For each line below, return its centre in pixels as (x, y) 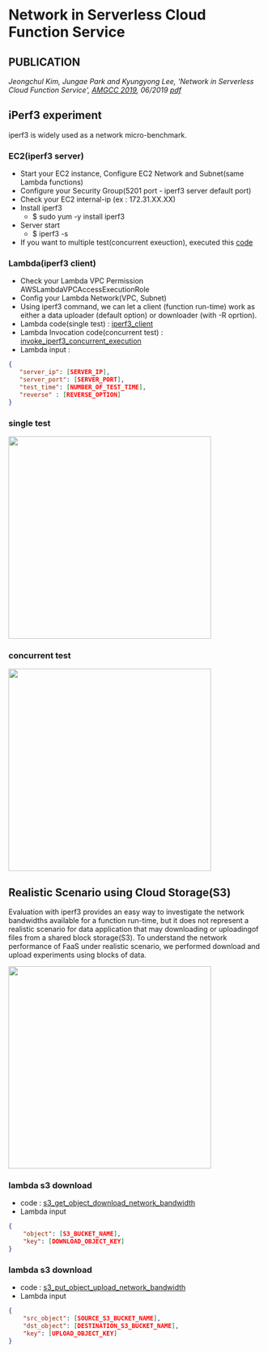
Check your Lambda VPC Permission (82, 281)
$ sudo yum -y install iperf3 (79, 217)
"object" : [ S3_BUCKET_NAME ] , (72, 1234)
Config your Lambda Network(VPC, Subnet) (94, 298)
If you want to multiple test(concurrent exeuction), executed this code (136, 243)
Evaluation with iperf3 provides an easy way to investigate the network (126, 912)
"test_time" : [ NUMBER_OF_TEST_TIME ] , (83, 387)
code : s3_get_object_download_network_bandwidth (108, 1203)
